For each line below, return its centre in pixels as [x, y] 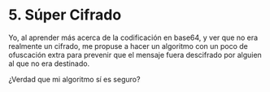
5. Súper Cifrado [65, 15]
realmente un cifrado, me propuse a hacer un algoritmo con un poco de [128, 46]
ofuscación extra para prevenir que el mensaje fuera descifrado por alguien [135, 55]
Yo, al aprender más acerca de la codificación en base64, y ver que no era [133, 37]
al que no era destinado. [49, 64]
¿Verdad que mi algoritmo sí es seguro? [74, 79]
